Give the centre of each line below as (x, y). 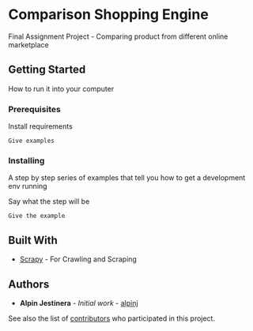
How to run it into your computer (61, 88)
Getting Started (47, 70)
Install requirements (40, 126)
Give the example (37, 216)
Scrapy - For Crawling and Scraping (78, 259)
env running (28, 186)
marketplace (28, 44)
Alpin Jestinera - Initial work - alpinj (79, 303)
